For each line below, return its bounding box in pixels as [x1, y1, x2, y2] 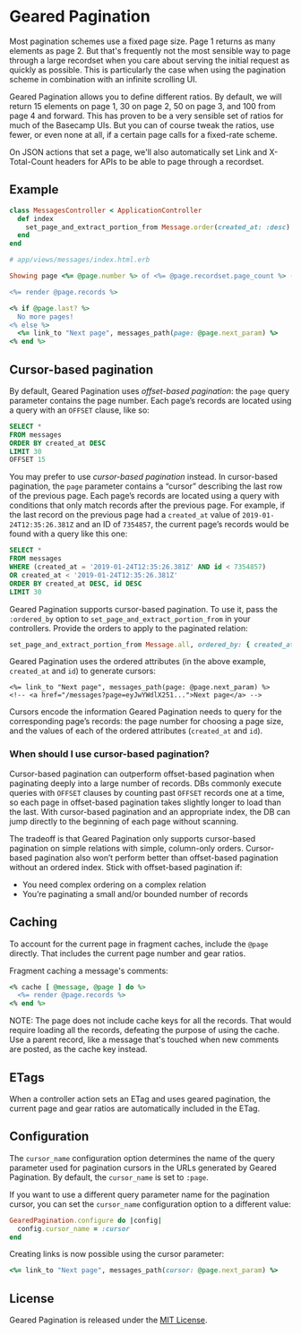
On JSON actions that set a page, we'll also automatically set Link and [9, 146, 268, 158]
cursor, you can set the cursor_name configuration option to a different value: [9, 1198, 291, 1210]
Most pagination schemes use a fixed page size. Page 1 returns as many [9, 36, 276, 47]
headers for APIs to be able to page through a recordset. [55, 156, 264, 167]
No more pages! [17, 312, 74, 321]
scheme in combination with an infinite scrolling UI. [9, 73, 198, 84]
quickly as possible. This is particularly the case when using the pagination [9, 64, 287, 75]
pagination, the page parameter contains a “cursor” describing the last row [9, 481, 283, 492]
